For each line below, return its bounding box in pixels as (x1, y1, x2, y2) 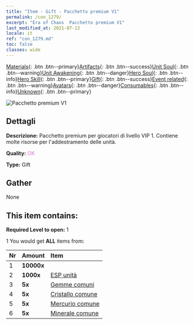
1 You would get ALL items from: (6, 237, 85, 244)
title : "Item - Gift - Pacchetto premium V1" (6, 8, 119, 15)
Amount (21, 252, 45, 260)
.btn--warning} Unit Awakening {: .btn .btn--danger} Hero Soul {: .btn (6, 69, 168, 76)
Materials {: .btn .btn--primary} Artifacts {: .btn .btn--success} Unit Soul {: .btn (6, 63, 189, 70)
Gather (6, 177, 32, 188)
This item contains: (6, 210, 78, 220)
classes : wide (6, 47, 41, 53)
